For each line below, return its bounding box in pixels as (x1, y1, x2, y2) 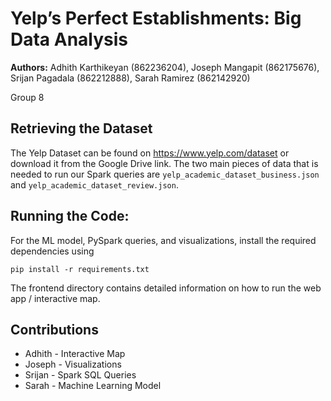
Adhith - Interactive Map (24, 348, 126, 360)
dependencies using (10, 245, 95, 257)
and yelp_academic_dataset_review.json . (10, 178, 179, 191)
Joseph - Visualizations (24, 358, 122, 371)
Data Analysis (10, 28, 129, 51)
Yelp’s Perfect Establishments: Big (10, 7, 302, 30)
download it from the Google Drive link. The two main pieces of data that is (10, 157, 319, 169)
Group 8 (10, 91, 45, 103)
